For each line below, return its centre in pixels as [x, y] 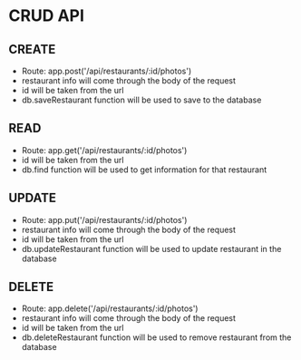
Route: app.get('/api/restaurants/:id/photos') [104, 150]
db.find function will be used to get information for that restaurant [144, 170]
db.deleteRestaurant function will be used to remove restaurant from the [156, 337]
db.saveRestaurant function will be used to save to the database [141, 100]
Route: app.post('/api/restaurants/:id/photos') [107, 71]
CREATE [32, 49]
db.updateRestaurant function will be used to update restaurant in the [151, 248]
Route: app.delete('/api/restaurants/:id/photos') [110, 308]
